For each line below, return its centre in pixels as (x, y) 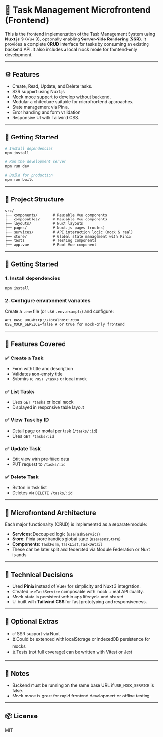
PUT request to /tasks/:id (39, 464)
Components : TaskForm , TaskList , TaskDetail (57, 544)
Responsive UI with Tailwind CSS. (46, 117)
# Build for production (29, 175)
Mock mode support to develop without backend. (61, 97)
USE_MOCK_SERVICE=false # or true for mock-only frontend (65, 325)
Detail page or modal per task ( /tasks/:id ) (55, 431)
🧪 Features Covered (35, 344)
